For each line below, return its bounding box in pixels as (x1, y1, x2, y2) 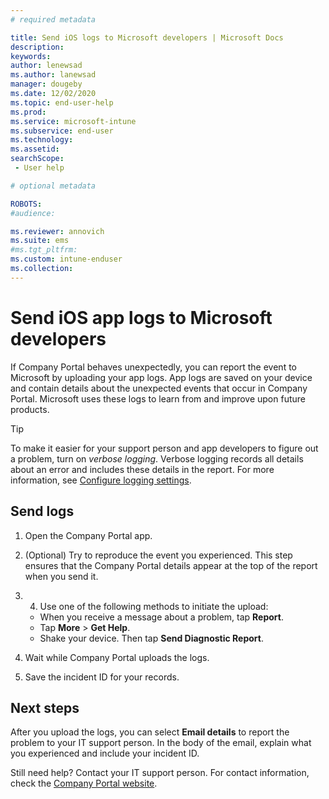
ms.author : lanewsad (10, 70, 97, 80)
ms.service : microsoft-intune (10, 116, 137, 126)
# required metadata (10, 14, 97, 25)
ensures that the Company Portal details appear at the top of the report (24, 559, 318, 571)
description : (10, 42, 65, 52)
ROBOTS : (10, 199, 43, 209)
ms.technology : (10, 135, 74, 145)
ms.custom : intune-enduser (10, 254, 123, 265)
